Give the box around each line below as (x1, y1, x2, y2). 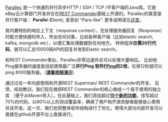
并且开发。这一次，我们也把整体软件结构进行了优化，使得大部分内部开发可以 (5, 105, 163, 111)
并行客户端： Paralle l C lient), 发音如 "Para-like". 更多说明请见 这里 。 (5, 17, 144, 22)
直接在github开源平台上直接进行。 (5, 111, 75, 117)
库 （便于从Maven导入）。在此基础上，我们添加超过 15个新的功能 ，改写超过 (5, 92, 159, 98)
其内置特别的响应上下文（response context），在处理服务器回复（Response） (5, 27, 162, 33)
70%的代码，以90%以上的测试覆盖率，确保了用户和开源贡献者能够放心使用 (5, 99, 160, 104)
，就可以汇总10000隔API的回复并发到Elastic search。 (9, 46, 120, 52)
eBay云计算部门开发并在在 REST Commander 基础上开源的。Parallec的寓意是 (5, 10, 162, 16)
